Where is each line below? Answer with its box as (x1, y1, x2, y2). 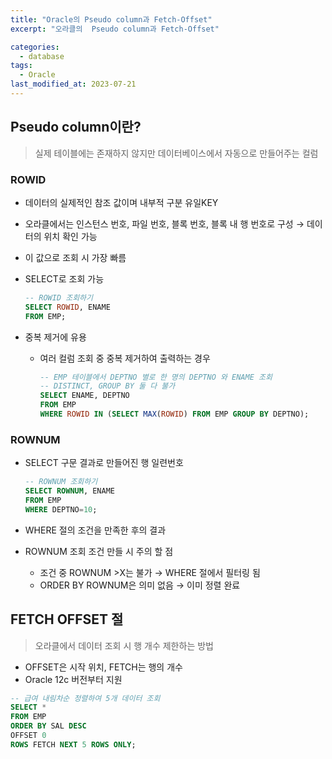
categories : (10, 42, 60, 52)
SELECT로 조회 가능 (24, 272, 105, 285)
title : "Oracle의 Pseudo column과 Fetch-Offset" (10, 14, 213, 25)
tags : (10, 61, 33, 71)
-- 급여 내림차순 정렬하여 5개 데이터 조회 (10, 693, 161, 703)
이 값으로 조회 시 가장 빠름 (24, 251, 127, 263)
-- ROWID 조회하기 (24, 292, 93, 303)
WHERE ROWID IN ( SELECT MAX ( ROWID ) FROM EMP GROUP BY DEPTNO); (39, 409, 310, 420)
